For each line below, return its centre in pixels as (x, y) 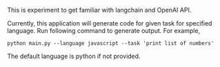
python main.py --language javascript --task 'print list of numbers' (111, 44)
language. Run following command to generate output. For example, (104, 31)
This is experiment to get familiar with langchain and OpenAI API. (99, 10)
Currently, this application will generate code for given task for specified (110, 23)
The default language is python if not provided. (74, 56)
